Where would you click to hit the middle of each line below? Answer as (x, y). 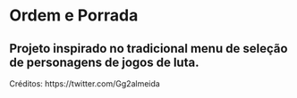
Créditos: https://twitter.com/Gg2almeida (85, 84)
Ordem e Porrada (74, 16)
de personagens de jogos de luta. (104, 62)
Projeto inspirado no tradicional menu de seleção (148, 49)
